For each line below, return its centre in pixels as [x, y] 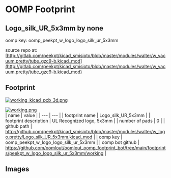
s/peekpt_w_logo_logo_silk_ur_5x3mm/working [54, 153]
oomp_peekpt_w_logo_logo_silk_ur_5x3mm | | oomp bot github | [72, 142]
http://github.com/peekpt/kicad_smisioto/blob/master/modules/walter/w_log [85, 131]
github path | [19, 126]
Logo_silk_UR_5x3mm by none [54, 28]
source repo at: [21, 50]
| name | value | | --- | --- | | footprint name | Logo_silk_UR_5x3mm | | [78, 115]
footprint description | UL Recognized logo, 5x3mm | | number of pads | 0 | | [85, 121]
